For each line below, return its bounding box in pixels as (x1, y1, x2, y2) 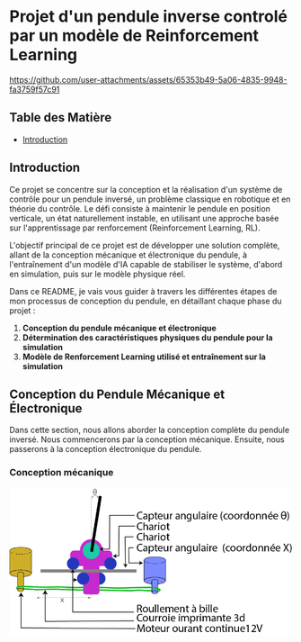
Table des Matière (9, 110, 112, 125)
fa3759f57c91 (9, 84, 60, 95)
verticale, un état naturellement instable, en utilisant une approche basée (9, 212, 279, 223)
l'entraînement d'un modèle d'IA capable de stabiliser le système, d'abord (9, 258, 283, 269)
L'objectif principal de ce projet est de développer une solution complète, (9, 240, 280, 250)
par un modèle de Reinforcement (9, 25, 259, 46)
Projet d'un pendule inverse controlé (9, 6, 288, 27)
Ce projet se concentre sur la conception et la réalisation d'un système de (9, 184, 283, 194)
